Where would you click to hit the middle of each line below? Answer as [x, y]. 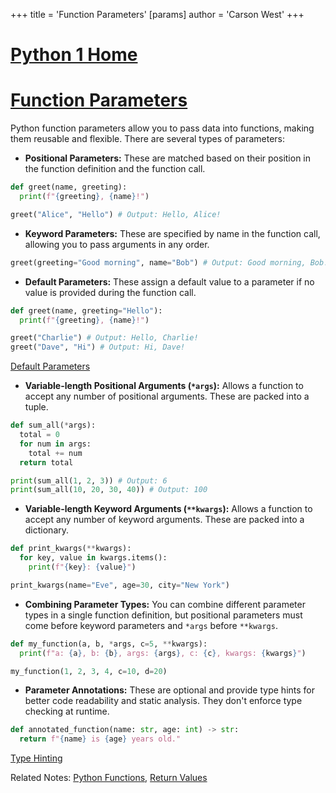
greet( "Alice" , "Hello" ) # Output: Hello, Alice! [116, 214]
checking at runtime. [67, 711]
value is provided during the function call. [110, 292]
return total [46, 462]
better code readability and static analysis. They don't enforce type [163, 701]
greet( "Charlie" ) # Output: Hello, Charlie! [104, 338]
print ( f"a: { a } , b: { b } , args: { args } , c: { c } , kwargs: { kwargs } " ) [163, 653]
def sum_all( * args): [53, 425]
